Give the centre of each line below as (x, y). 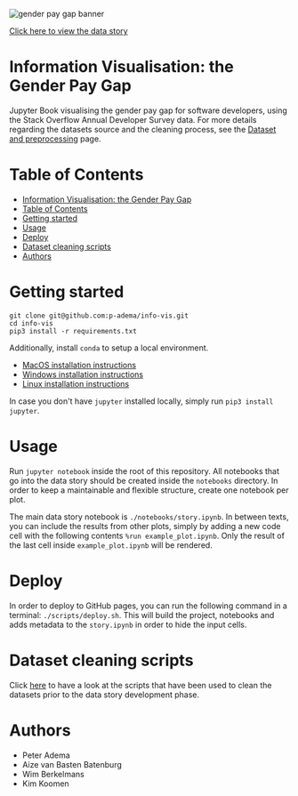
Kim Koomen (45, 784)
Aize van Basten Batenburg (72, 764)
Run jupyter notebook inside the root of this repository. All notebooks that (145, 470)
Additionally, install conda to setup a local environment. (109, 348)
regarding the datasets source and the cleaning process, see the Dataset (143, 129)
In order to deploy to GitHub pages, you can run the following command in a (148, 606)
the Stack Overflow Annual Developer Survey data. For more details (133, 119)
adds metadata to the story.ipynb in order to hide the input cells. (128, 624)
